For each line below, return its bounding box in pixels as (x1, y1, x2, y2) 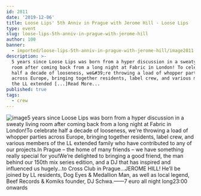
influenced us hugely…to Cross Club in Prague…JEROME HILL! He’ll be (6, 165, 181, 172)
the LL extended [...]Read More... (11, 81, 100, 87)
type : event (6, 25, 36, 32)
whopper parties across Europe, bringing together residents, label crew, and (6, 133, 194, 140)
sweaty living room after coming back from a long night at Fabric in (6, 120, 172, 127)
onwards (6, 183, 28, 191)
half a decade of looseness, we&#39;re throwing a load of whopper (11, 70, 184, 76)
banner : (6, 42, 26, 48)
